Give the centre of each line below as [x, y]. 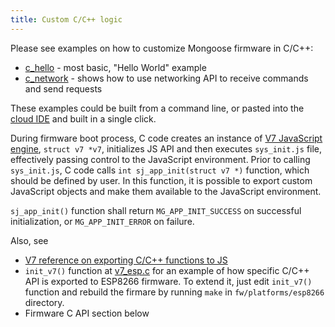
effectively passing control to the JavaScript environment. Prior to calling [160, 159]
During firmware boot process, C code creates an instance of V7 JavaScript [166, 138]
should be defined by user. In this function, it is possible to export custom [161, 180]
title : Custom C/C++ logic [66, 19]
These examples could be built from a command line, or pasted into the [157, 108]
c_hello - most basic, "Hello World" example [115, 67]
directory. [44, 302]
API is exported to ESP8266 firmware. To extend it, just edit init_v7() [168, 281]
